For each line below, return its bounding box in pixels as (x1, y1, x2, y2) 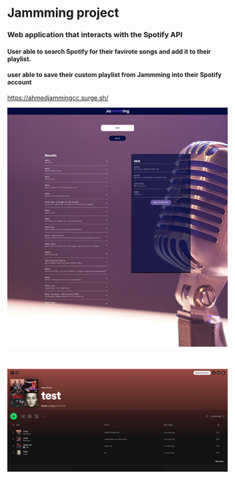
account (7, 78, 32, 87)
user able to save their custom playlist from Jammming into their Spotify (7, 71, 222, 79)
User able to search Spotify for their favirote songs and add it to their (7, 47, 211, 55)
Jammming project (7, 5, 120, 21)
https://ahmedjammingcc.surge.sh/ (7, 93, 108, 102)
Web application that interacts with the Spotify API (7, 30, 183, 40)
